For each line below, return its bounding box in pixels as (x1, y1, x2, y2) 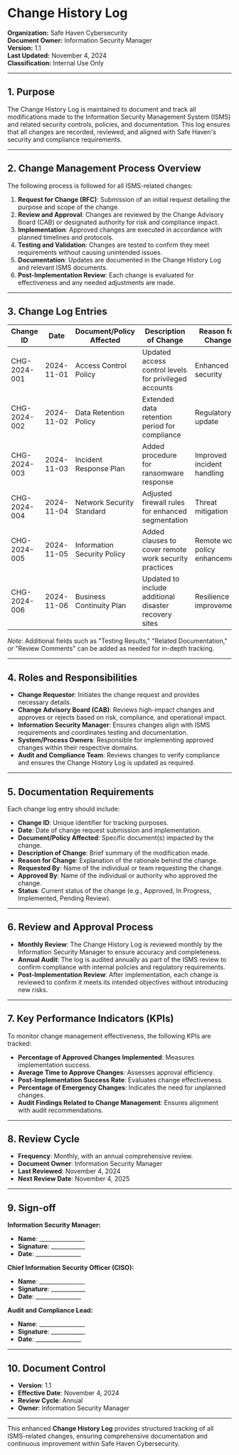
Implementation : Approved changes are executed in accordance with (17, 225, 223, 234)
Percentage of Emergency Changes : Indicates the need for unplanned (17, 1083, 226, 1092)
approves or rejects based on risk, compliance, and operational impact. (17, 713, 227, 722)
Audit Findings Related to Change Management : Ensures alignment (17, 1098, 218, 1107)
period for (142, 421, 176, 431)
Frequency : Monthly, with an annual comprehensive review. (17, 1152, 193, 1161)
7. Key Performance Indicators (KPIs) (7, 1013, 174, 1025)
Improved (194, 450, 227, 460)
